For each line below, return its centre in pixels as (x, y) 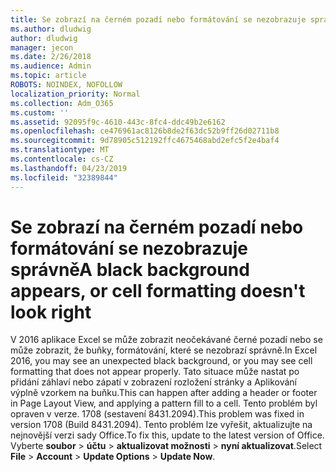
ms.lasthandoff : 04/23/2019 (69, 168)
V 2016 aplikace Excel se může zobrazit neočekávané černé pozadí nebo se (166, 340)
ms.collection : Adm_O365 (62, 103)
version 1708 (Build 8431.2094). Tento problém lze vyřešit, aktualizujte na (161, 425)
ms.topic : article (48, 76)
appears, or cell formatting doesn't (158, 290)
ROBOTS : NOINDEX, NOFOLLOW (66, 85)
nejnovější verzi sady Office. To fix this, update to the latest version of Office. (167, 435)
